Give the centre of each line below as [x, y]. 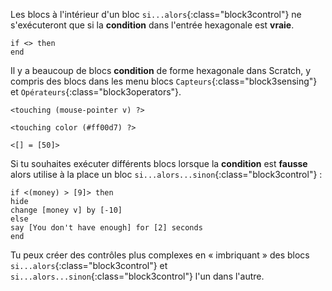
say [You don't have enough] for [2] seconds [106, 228]
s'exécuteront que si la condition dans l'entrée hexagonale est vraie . [152, 25]
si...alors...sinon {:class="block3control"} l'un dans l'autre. [137, 276]
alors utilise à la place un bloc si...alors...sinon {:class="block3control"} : [166, 174]
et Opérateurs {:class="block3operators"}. [96, 92]
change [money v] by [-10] [66, 210]
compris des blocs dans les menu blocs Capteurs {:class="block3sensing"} [164, 81]
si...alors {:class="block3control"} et [89, 265]
